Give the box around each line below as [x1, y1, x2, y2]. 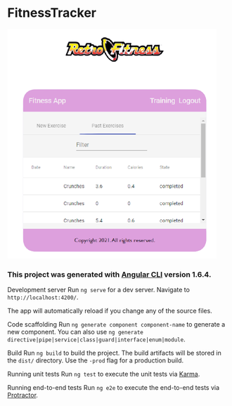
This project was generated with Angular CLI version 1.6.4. [7, 269, 212, 279]
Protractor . [7, 391, 39, 400]
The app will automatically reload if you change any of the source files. [7, 307, 212, 315]
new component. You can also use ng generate [7, 328, 144, 336]
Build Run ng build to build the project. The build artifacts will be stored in [7, 349, 221, 358]
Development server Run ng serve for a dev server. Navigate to [7, 286, 190, 294]
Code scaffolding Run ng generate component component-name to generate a [7, 320, 226, 329]
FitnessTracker [7, 5, 97, 21]
